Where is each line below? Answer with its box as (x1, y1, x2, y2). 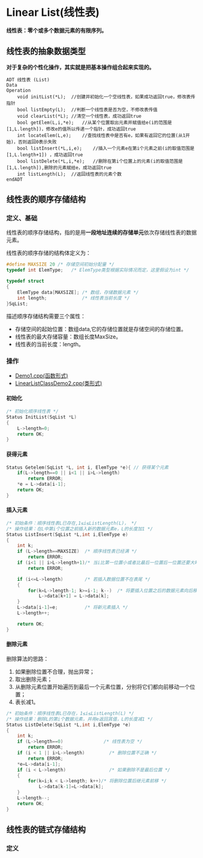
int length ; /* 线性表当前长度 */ (17, 295, 130, 301)
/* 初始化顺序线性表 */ (6, 409, 59, 415)
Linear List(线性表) (6, 5, 100, 19)
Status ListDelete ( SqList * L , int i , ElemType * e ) (6, 722, 131, 728)
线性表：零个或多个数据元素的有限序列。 (6, 27, 107, 34)
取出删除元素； (14, 675, 53, 683)
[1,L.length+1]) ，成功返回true (6, 152, 83, 158)
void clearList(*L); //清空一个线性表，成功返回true (17, 113, 142, 119)
